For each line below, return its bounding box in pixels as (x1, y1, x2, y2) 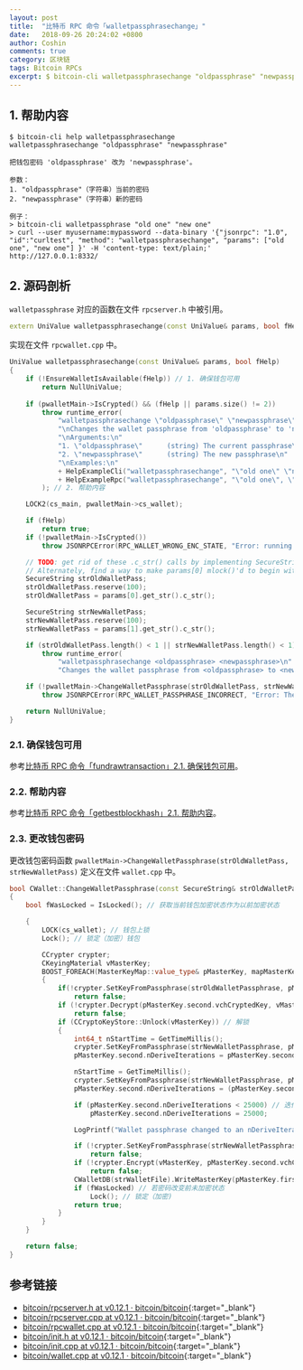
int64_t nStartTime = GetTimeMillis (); (73, 1034, 224, 1044)
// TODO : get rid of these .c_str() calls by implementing (25, 558, 252, 567)
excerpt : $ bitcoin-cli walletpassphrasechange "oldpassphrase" (9, 72, 256, 81)
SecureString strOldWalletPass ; (25, 575, 147, 584)
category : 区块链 (9, 55, 70, 64)
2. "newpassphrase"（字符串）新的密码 (9, 194, 142, 203)
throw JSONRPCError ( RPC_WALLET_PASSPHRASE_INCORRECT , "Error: (41, 690, 280, 699)
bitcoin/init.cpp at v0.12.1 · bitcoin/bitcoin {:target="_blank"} (22, 1340, 242, 1351)
